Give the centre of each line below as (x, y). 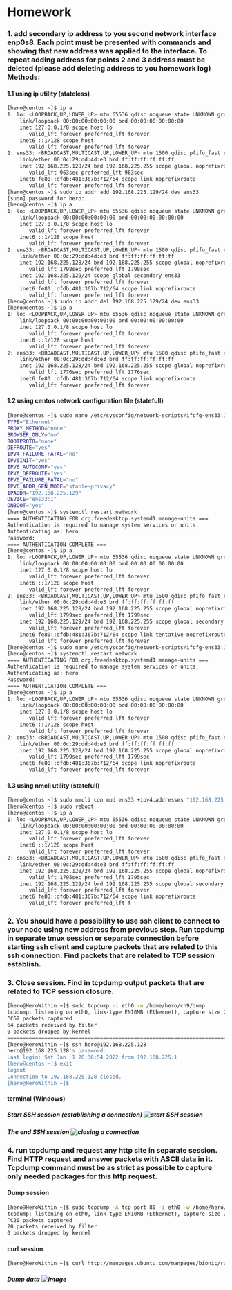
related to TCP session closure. (61, 991)
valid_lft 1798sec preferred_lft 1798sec (89, 270)
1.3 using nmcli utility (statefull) (54, 785)
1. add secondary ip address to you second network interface (112, 34)
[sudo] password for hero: (46, 198)
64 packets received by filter (52, 1025)
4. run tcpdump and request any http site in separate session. (112, 1150)
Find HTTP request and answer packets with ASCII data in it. (110, 1159)
